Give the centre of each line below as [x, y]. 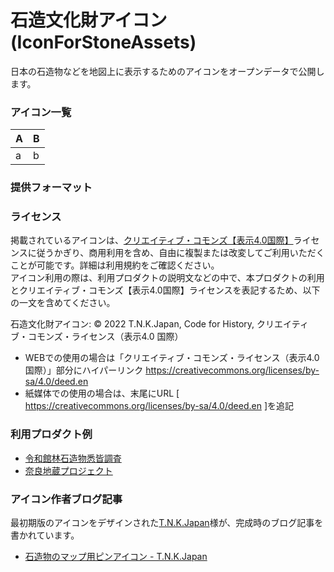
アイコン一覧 [41, 112]
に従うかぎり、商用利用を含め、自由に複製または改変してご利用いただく [176, 253]
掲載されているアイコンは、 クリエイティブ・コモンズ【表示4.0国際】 [152, 240]
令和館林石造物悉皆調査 [73, 458]
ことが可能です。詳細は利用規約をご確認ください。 [115, 265]
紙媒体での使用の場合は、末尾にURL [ [102, 393]
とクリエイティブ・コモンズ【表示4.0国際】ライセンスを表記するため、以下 [165, 290]
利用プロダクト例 [51, 434]
